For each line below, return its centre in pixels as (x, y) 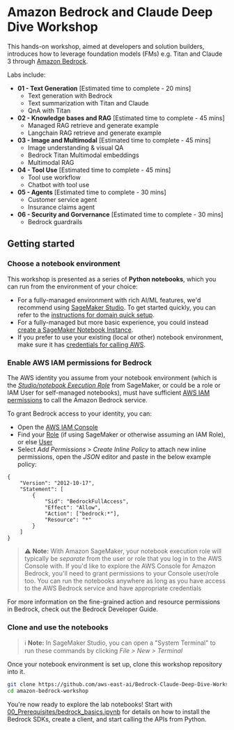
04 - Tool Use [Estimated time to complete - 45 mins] (94, 170)
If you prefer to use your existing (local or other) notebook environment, (120, 337)
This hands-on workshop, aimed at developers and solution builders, (106, 46)
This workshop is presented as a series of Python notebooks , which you (112, 279)
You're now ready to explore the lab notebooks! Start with (90, 704)
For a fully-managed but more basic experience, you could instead (113, 322)
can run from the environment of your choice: (72, 286)
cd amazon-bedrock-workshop (48, 691)
